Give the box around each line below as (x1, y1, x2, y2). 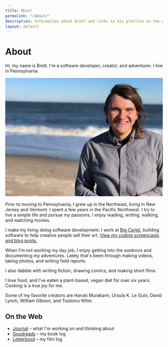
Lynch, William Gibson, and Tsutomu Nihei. (5, 298, 93, 304)
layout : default (5, 24, 39, 29)
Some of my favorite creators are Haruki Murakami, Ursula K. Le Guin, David (5, 292, 162, 298)
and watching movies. (5, 217, 51, 223)
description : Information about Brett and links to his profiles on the (5, 19, 160, 24)
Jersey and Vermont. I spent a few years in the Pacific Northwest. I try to (5, 207, 155, 213)
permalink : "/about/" (5, 13, 50, 19)
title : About (5, 8, 32, 13)
